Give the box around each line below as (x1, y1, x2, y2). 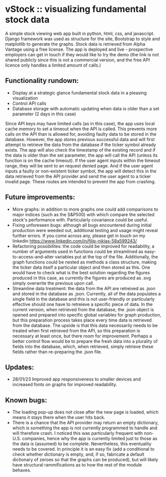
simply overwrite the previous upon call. (12, 280, 94, 286)
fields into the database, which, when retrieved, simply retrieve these (12, 343, 154, 349)
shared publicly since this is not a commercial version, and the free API (5, 57, 150, 63)
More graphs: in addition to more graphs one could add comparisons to (12, 206, 159, 212)
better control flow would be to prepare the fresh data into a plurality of (12, 338, 158, 344)
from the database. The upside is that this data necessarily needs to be (12, 322, 158, 328)
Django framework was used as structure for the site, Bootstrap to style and (5, 36, 160, 42)
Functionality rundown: (5, 77, 79, 85)
